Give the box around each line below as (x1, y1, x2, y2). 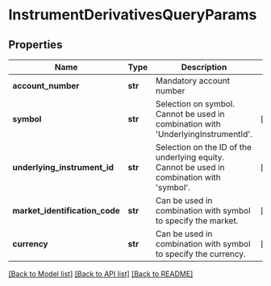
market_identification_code (12, 205, 121, 216)
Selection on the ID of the (156, 142, 252, 152)
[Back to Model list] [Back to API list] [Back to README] (8, 269, 194, 279)
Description (181, 62, 227, 73)
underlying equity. (156, 151, 225, 163)
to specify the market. (156, 215, 239, 226)
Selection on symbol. (156, 98, 236, 110)
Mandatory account (156, 75, 230, 86)
